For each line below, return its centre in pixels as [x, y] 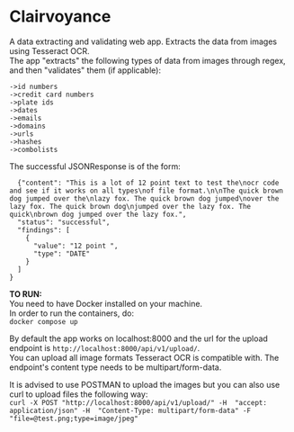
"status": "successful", [64, 222]
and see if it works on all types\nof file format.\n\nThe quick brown [146, 191]
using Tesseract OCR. [49, 50]
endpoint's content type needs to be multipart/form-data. [116, 367]
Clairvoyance [60, 17]
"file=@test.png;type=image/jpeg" [74, 418]
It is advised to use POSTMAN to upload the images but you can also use [145, 384]
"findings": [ [44, 230]
